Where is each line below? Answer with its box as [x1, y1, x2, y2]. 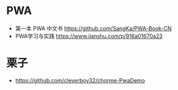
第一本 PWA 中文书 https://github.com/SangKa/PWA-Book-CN [15, 24, 172, 32]
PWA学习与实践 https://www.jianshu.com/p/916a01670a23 [15, 32, 163, 40]
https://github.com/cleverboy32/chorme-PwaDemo [15, 77, 146, 84]
